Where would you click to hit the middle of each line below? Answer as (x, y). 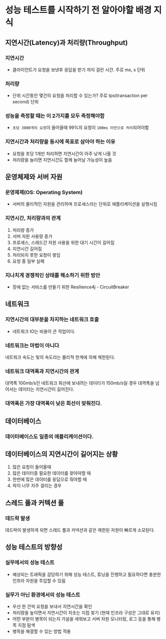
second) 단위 (25, 102)
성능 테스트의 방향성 (34, 547)
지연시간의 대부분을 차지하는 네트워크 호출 (52, 320)
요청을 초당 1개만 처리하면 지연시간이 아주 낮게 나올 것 (64, 153)
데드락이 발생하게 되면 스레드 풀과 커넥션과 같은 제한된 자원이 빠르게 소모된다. (80, 530)
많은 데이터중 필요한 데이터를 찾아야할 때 (51, 473)
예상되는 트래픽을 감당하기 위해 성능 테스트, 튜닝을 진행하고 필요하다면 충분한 (87, 574)
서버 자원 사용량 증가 (32, 236)
